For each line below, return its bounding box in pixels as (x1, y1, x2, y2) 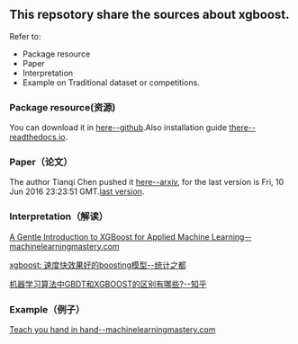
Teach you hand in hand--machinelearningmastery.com (9, 324, 216, 335)
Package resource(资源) (9, 101, 116, 113)
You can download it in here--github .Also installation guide (9, 122, 228, 133)
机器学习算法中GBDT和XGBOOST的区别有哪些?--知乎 (9, 278, 207, 289)
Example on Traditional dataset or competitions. (22, 76, 200, 88)
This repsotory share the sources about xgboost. (9, 7, 290, 22)
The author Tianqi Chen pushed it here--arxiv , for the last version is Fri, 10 (9, 177, 284, 188)
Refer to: (9, 31, 41, 41)
